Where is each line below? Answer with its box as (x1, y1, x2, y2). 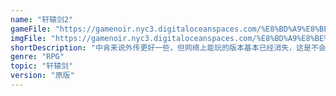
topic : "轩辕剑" (10, 61, 74, 71)
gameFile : (10, 24, 52, 34)
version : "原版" (10, 71, 75, 81)
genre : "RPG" (10, 52, 65, 62)
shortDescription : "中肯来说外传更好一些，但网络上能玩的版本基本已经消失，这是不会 (10, 42, 327, 53)
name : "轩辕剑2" (10, 14, 74, 25)
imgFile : (10, 33, 47, 43)
